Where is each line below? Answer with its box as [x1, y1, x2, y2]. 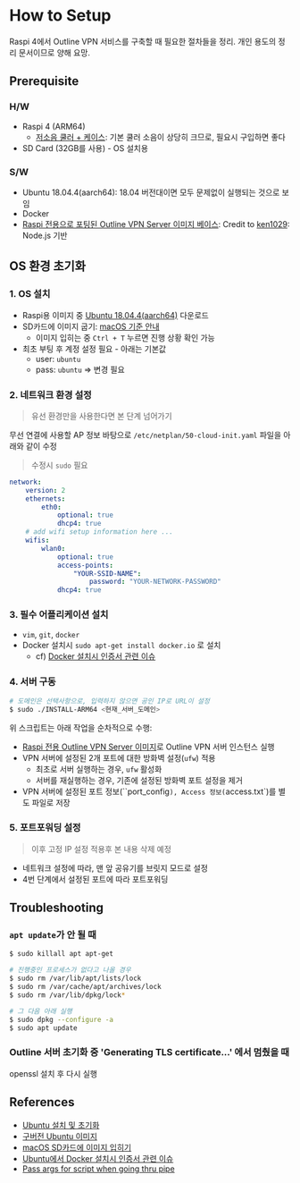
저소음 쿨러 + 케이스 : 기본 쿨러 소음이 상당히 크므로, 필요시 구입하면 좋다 [35, 131, 286, 142]
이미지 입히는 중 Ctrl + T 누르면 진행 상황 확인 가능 [35, 332, 216, 342]
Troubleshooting [9, 900, 104, 916]
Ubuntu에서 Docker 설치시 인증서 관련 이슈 [21, 1153, 174, 1163]
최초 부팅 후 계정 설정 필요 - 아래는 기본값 [21, 343, 167, 354]
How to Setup [9, 5, 112, 26]
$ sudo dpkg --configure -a [9, 1015, 114, 1024]
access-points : [56, 561, 114, 570]
